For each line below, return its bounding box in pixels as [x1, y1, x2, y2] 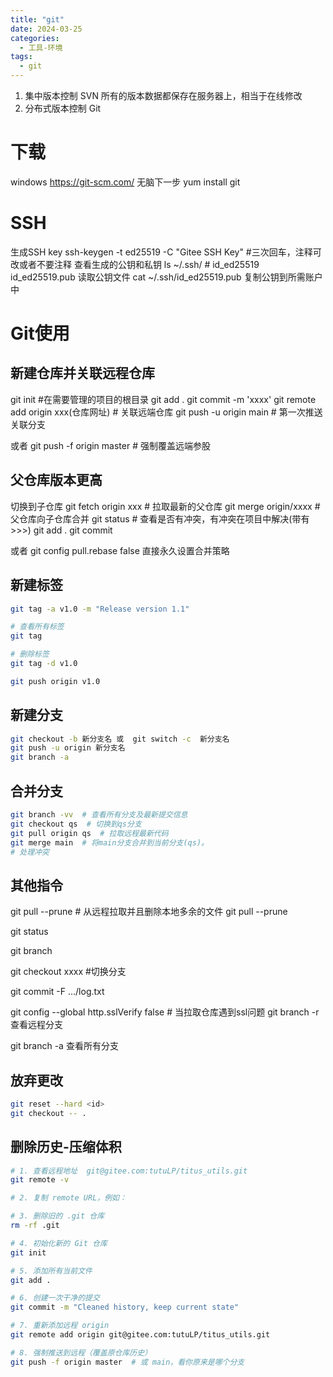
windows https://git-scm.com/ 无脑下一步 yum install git [10, 176, 241, 188]
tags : [10, 52, 33, 62]
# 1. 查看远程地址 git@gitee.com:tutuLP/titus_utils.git [10, 1166, 248, 1176]
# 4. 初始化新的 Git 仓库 [10, 1238, 108, 1248]
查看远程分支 [10, 1019, 63, 1031]
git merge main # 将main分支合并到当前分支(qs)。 [10, 837, 209, 848]
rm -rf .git [10, 1221, 60, 1231]
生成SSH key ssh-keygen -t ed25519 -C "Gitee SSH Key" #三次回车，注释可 [10, 246, 322, 258]
